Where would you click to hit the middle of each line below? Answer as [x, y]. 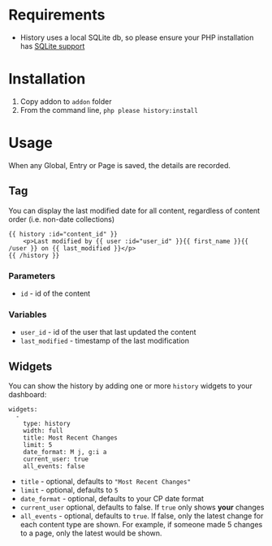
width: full [43, 431]
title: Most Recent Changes [70, 438]
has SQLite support [52, 45]
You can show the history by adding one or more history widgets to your [131, 386]
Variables [28, 314]
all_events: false [54, 466]
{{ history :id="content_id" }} [63, 234]
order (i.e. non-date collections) [62, 219]
